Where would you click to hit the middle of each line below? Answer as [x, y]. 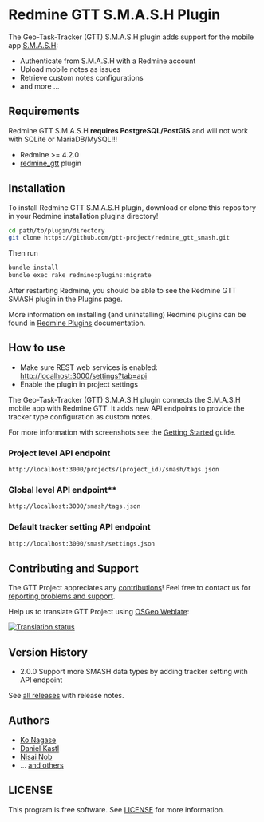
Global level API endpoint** [63, 490]
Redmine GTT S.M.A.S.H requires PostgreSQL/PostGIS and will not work [128, 130]
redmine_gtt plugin [51, 163]
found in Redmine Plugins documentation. [77, 323]
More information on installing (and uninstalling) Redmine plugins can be [127, 315]
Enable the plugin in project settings [79, 384]
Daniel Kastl [39, 748]
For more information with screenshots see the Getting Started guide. [122, 432]
